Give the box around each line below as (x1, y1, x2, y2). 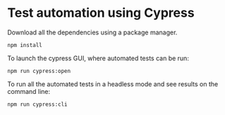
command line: (7, 87, 51, 95)
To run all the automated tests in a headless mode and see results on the (7, 79, 219, 88)
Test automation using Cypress (7, 5, 195, 21)
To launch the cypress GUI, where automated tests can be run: (7, 54, 189, 62)
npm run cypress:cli (7, 100, 68, 108)
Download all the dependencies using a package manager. (7, 28, 178, 36)
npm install (7, 41, 42, 48)
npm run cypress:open (7, 67, 71, 74)
